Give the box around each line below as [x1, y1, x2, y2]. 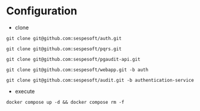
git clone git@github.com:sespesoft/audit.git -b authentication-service [6, 77, 195, 83]
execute [14, 88, 35, 95]
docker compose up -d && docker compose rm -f [6, 99, 125, 105]
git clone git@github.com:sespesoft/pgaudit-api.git [6, 56, 141, 62]
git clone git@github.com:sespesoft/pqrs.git [6, 46, 122, 52]
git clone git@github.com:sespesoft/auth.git [6, 35, 122, 41]
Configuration [6, 4, 78, 18]
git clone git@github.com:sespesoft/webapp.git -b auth [6, 67, 149, 73]
